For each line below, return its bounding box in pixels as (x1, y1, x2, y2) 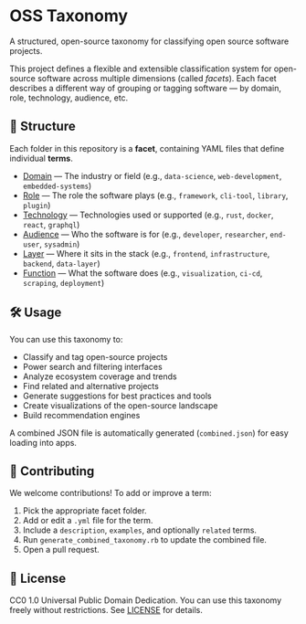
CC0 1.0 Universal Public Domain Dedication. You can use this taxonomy (9, 595, 282, 606)
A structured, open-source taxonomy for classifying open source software (9, 36, 290, 47)
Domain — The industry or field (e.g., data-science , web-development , (22, 170, 282, 181)
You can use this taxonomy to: (9, 333, 123, 344)
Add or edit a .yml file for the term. (22, 515, 153, 526)
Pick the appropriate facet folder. (22, 505, 148, 516)
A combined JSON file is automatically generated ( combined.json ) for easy (9, 427, 290, 439)
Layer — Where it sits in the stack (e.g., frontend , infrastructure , (22, 248, 270, 259)
